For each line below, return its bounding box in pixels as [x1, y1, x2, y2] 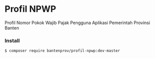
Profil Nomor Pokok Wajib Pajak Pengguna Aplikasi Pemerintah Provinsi [4, 20, 151, 26]
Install [4, 37, 20, 44]
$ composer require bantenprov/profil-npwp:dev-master [4, 48, 120, 54]
